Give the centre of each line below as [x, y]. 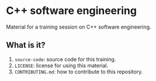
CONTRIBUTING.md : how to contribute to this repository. [79, 72]
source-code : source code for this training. [65, 59]
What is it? [26, 45]
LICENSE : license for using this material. [61, 65]
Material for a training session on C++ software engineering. [79, 27]
